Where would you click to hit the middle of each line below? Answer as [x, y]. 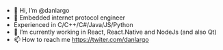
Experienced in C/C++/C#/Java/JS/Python [73, 25]
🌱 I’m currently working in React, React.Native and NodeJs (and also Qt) [115, 32]
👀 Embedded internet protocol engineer [69, 18]
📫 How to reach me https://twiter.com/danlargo [81, 40]
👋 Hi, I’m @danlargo [41, 10]
